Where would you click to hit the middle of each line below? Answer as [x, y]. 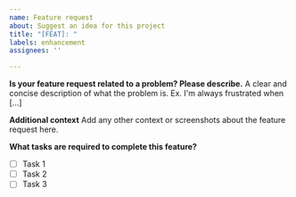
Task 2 [34, 174]
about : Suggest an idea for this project [87, 26]
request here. [34, 129]
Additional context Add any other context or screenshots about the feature [148, 120]
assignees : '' [36, 51]
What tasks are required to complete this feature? [103, 147]
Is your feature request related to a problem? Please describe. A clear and [148, 84]
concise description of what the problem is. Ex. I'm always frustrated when [147, 94]
